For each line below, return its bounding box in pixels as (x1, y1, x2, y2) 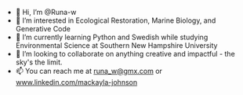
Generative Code (15, 24, 71, 33)
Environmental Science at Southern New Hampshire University (15, 41, 218, 50)
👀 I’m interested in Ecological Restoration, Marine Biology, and (15, 16, 216, 25)
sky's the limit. (15, 57, 63, 67)
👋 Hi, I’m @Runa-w (15, 8, 77, 16)
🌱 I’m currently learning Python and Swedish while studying (15, 32, 209, 42)
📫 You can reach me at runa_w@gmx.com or (15, 67, 163, 75)
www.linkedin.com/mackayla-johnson (15, 78, 138, 86)
